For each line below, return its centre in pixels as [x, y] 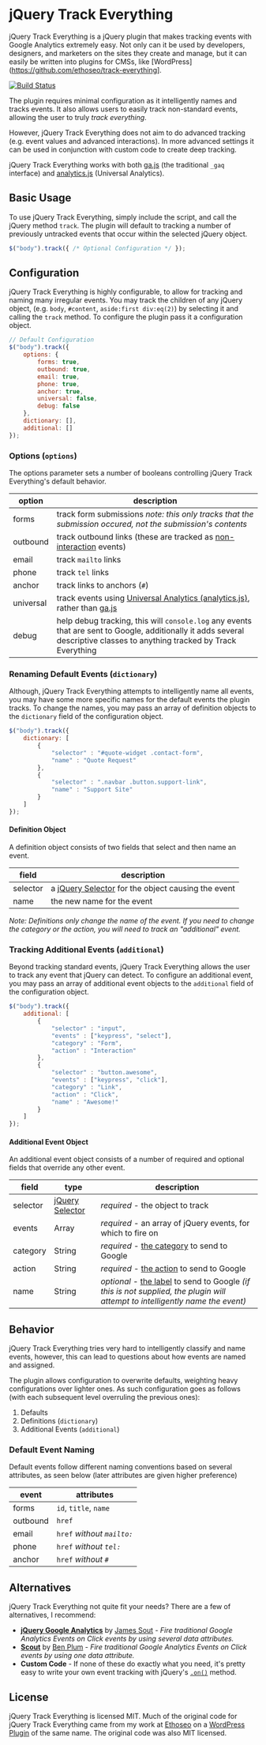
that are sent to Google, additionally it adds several [150, 630]
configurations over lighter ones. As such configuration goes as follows [125, 1389]
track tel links [83, 572]
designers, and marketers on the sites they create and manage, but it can [128, 53]
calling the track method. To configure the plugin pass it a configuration [126, 317]
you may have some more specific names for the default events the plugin [129, 700]
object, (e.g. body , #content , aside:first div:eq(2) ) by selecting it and [124, 309]
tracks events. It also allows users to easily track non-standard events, [124, 109]
